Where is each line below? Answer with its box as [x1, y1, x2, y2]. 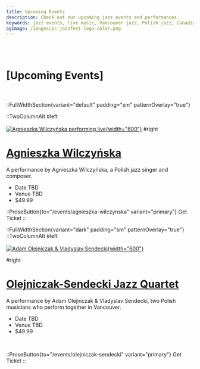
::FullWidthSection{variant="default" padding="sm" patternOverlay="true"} [6, 101, 190, 108]
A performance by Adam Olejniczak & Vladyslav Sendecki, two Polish [6, 297, 176, 305]
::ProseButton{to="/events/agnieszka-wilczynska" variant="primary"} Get [6, 208, 187, 215]
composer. [6, 172, 33, 179]
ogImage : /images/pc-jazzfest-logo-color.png [6, 25, 121, 32]
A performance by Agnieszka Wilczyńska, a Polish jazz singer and [6, 166, 168, 173]
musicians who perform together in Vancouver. [6, 303, 121, 311]
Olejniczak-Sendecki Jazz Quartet [6, 278, 179, 291]
